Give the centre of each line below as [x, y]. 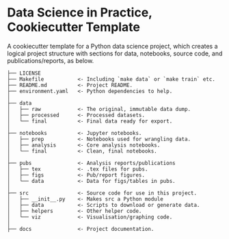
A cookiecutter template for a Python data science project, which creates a [112, 46]
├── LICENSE [24, 73]
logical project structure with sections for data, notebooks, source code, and [115, 53]
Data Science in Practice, [80, 13]
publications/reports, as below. [51, 60]
